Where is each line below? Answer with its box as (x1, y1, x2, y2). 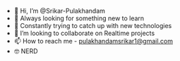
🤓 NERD (13, 47, 38, 55)
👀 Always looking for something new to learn (13, 14, 145, 22)
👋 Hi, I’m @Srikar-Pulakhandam (13, 7, 106, 15)
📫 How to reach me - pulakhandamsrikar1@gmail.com (13, 37, 173, 45)
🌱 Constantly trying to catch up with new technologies (13, 22, 172, 29)
